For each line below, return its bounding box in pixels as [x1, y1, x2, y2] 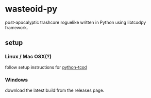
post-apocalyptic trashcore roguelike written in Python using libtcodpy [5, 19, 146, 25]
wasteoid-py [5, 3, 57, 15]
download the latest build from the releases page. [5, 87, 104, 93]
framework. [5, 24, 28, 30]
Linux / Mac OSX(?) [5, 53, 52, 60]
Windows [5, 76, 28, 83]
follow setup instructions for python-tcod [5, 64, 87, 70]
